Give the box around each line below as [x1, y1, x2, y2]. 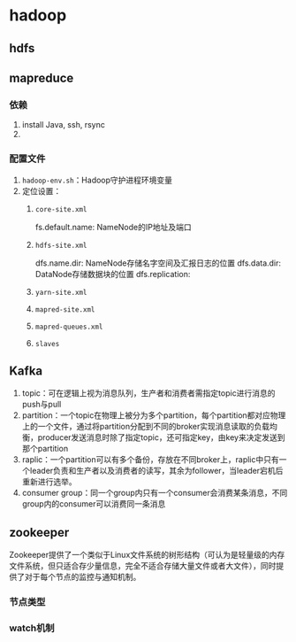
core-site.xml [34, 205, 87, 213]
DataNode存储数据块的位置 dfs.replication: [34, 268, 191, 279]
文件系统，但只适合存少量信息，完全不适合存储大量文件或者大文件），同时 [9, 561, 277, 571]
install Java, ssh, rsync [21, 120, 106, 130]
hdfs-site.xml [34, 241, 87, 250]
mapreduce [9, 70, 74, 85]
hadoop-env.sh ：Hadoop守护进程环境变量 [21, 174, 173, 185]
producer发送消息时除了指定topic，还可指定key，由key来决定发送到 [37, 432, 285, 443]
